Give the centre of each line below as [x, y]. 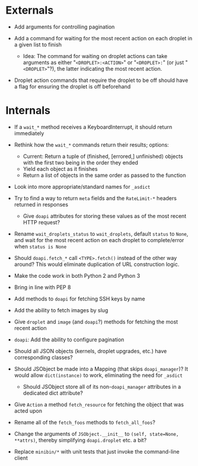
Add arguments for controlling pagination [64, 27]
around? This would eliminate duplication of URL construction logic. [97, 264]
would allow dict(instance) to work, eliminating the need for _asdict [98, 375]
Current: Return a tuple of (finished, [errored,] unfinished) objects [103, 156]
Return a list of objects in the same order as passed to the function [104, 175]
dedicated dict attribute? [53, 393]
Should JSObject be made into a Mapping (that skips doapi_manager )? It [101, 369]
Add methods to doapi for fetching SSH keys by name [80, 299]
